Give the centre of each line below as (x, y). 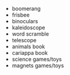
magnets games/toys (38, 65)
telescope (24, 40)
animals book (28, 46)
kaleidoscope (28, 27)
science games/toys (37, 59)
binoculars (25, 21)
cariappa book (30, 53)
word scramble (30, 34)
